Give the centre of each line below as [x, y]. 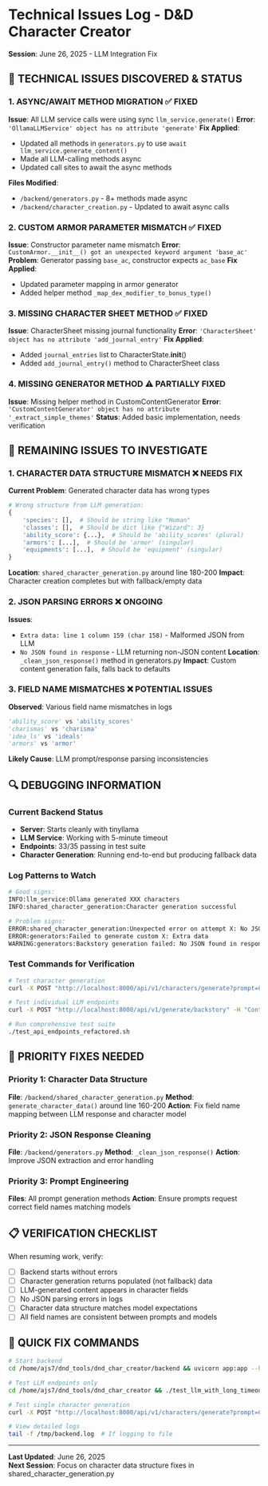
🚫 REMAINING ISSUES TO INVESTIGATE [108, 450]
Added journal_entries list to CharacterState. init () [103, 355]
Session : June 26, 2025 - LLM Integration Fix [83, 54]
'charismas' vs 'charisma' [53, 729]
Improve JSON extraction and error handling [81, 1160]
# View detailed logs [44, 1427]
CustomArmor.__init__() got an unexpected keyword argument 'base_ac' [128, 252]
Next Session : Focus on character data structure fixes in [101, 1465]
